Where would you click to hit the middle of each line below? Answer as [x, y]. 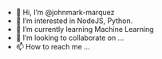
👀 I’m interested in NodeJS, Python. [74, 21]
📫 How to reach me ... [53, 47]
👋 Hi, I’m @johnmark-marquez [65, 12]
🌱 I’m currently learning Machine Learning [85, 29]
